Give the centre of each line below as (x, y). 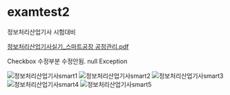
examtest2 (39, 12)
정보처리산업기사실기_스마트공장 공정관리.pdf (68, 46)
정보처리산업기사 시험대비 (41, 32)
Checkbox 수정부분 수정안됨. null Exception (67, 61)
